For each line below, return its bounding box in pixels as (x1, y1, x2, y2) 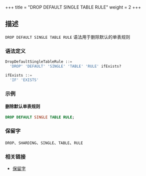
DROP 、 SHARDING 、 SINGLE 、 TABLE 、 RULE (5, 139, 83, 146)
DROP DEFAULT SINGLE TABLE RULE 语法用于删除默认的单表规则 (5, 34, 131, 40)
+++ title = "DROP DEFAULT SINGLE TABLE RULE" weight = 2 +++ (5, 4, 141, 10)
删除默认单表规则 (5, 103, 40, 109)
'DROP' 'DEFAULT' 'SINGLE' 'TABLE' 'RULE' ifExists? (9, 64, 122, 69)
